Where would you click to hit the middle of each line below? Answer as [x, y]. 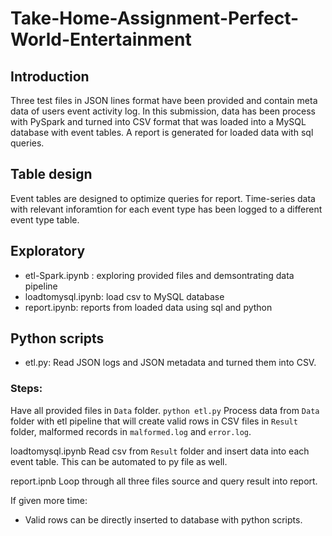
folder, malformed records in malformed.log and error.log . [131, 431]
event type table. [45, 219]
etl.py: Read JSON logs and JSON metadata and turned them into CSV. [170, 363]
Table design [51, 174]
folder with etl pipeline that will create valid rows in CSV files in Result [154, 421]
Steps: [26, 389]
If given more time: [49, 500]
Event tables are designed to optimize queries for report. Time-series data [163, 198]
